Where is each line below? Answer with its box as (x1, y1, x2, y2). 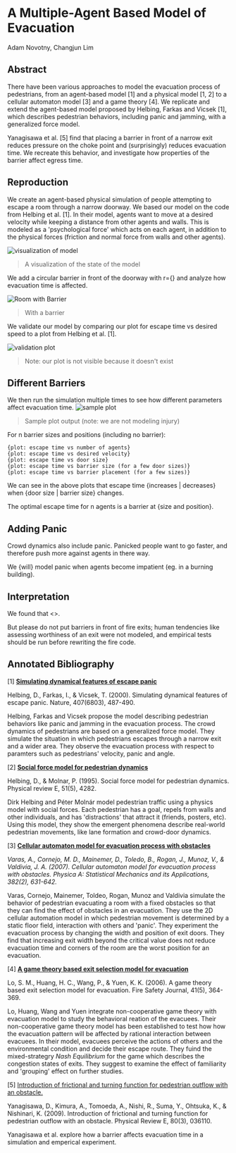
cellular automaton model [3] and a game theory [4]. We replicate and (7, 97, 210, 106)
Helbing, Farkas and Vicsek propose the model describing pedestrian (7, 712, 209, 720)
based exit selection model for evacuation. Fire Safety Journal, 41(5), (7, 985, 207, 994)
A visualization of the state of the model (24, 259, 141, 269)
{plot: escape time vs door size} (7, 457, 109, 464)
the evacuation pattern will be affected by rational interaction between (7, 1029, 211, 1037)
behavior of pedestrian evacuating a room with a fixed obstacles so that (7, 899, 216, 907)
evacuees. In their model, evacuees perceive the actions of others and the (7, 1037, 223, 1045)
